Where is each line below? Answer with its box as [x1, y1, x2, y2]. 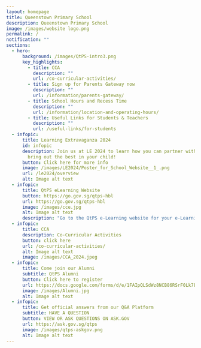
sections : [6, 43, 31, 49]
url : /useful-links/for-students [32, 126, 117, 132]
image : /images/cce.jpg [22, 204, 82, 210]
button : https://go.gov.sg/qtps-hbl [22, 193, 114, 199]
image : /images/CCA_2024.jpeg [22, 254, 98, 260]
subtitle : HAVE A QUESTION [22, 310, 90, 316]
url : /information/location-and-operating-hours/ [32, 109, 160, 115]
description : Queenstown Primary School [6, 20, 109, 26]
